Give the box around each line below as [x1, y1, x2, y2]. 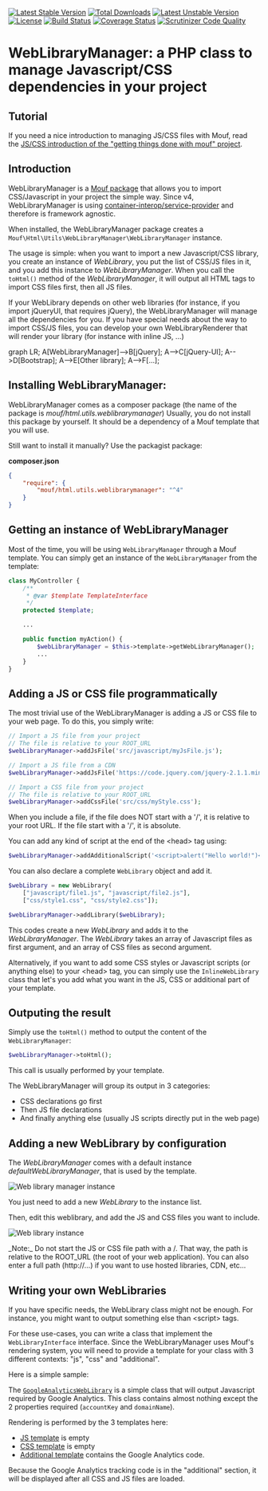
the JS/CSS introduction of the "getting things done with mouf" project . [8, 140, 243, 148]
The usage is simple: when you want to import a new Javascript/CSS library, [8, 248, 259, 258]
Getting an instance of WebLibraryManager [8, 523, 229, 537]
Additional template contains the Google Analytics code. [19, 1450, 205, 1459]
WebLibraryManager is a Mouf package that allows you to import [8, 183, 222, 193]
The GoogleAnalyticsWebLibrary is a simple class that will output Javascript [8, 1385, 255, 1394]
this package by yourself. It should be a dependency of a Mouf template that [8, 416, 260, 426]
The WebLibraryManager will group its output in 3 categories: [8, 1081, 211, 1091]
